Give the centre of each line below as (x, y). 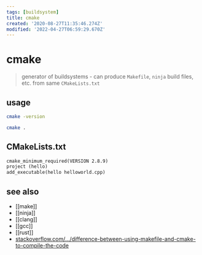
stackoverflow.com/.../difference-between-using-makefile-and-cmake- (106, 239)
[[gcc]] (24, 226)
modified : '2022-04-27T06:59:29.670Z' (56, 29)
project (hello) (27, 167)
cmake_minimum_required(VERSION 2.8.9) (57, 161)
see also (23, 191)
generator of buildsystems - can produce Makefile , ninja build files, (107, 77)
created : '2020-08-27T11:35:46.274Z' (55, 23)
